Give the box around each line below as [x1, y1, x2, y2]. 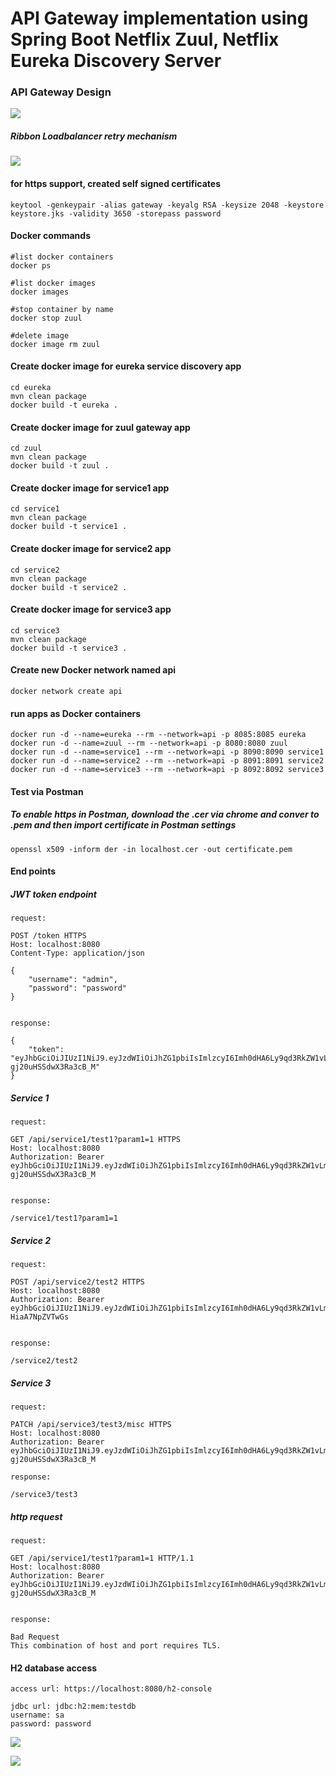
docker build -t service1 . [10, 522, 128, 532]
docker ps [10, 260, 52, 271]
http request [10, 1510, 63, 1522]
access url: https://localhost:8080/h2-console [10, 1684, 213, 1694]
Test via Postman [10, 785, 84, 797]
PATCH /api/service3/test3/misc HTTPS [10, 1420, 172, 1430]
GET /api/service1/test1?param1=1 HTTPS [10, 1135, 182, 1145]
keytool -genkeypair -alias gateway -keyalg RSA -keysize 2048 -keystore [10, 200, 325, 210]
